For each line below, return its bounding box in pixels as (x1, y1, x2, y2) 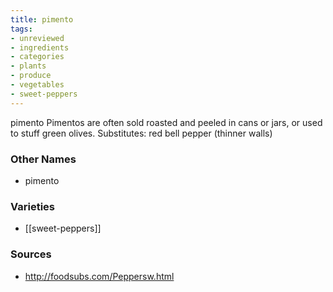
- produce (10, 71, 52, 81)
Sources (10, 247, 52, 261)
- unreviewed (10, 33, 65, 43)
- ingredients (10, 42, 70, 53)
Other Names (10, 152, 77, 166)
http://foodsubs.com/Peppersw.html (24, 270, 175, 282)
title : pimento (10, 14, 74, 25)
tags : (10, 24, 33, 34)
